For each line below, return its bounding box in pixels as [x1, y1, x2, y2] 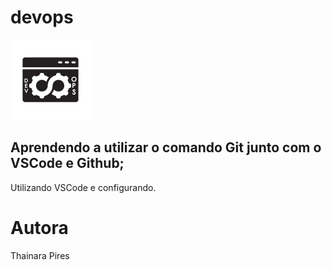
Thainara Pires [10, 249, 70, 261]
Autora [10, 216, 69, 239]
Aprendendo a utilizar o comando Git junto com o [10, 139, 322, 156]
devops [10, 6, 74, 29]
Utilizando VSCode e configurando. [10, 181, 157, 193]
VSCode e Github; [10, 155, 125, 172]
